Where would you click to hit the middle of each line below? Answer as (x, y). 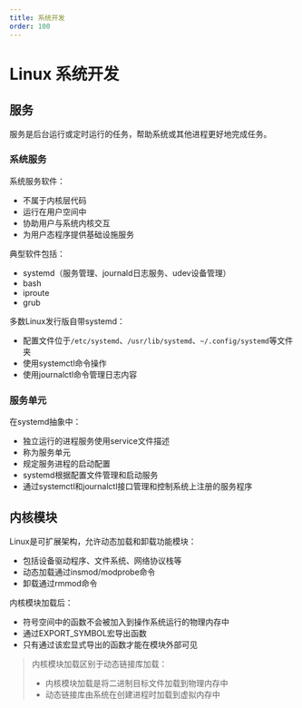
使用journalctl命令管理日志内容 (80, 374)
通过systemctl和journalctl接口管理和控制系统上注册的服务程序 (137, 487)
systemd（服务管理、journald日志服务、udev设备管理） (127, 272)
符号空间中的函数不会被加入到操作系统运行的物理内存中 (126, 622)
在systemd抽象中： (45, 422)
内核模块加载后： (41, 602)
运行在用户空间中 (54, 211)
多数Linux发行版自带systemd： (67, 321)
